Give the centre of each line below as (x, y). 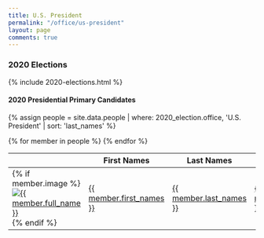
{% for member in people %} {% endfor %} (78, 141)
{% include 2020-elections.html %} (66, 82)
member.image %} (46, 183)
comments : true (33, 37)
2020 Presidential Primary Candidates (72, 100)
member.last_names (209, 198)
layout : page (29, 30)
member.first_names (126, 198)
